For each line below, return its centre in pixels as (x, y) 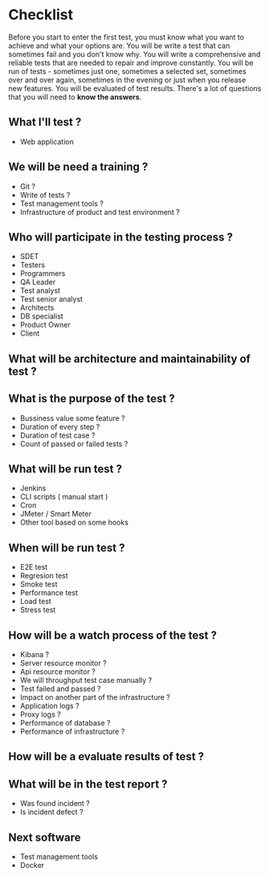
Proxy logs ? (41, 714)
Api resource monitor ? (58, 672)
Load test (36, 602)
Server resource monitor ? (63, 663)
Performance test (49, 593)
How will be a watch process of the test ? (112, 635)
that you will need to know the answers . (75, 97)
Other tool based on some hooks (74, 522)
